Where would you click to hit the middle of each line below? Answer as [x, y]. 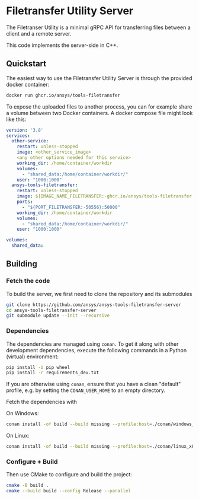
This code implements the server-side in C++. [62, 45]
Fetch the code [28, 281]
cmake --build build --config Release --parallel [69, 491]
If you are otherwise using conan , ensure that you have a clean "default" [94, 384]
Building [22, 264]
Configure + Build [32, 462]
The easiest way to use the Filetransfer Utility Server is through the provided [99, 78]
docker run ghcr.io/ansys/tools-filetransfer [63, 95]
